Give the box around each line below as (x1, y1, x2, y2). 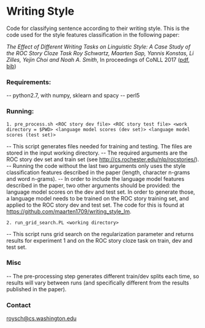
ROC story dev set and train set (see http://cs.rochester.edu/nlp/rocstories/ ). (6, 155, 199, 163)
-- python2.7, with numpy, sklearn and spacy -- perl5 (6, 92, 140, 99)
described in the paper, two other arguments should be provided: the (6, 181, 181, 189)
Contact (6, 300, 31, 309)
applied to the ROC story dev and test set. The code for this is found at (6, 201, 185, 208)
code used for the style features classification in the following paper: (6, 31, 180, 38)
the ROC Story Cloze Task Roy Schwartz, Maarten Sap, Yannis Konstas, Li (6, 49, 194, 56)
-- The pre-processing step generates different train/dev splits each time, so (6, 272, 199, 280)
